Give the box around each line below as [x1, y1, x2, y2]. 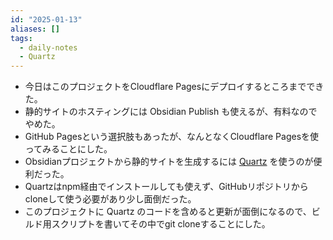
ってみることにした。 [24, 143, 113, 155]
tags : [10, 33, 33, 43]
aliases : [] [10, 24, 60, 34]
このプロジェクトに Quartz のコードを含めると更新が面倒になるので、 [24, 206, 312, 218]
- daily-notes [19, 42, 78, 53]
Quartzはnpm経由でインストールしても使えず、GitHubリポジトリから [24, 181, 309, 193]
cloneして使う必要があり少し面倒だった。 [24, 193, 197, 205]
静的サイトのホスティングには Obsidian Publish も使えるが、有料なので [24, 106, 318, 118]
